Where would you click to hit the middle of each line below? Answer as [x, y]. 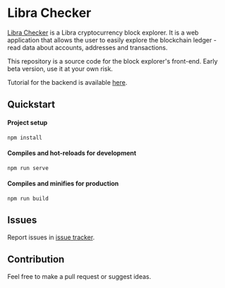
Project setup [28, 122]
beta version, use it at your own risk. [60, 68]
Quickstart [31, 105]
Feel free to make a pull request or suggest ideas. [79, 276]
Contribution [36, 259]
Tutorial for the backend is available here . [67, 82]
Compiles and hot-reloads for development [72, 153]
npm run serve [28, 168]
